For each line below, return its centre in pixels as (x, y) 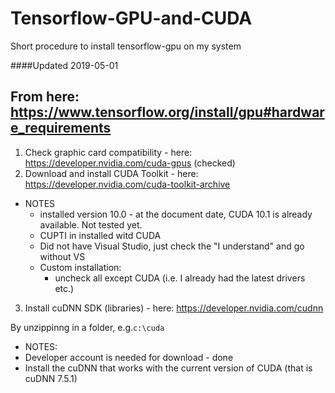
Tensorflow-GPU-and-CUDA (131, 18)
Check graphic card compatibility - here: (108, 152)
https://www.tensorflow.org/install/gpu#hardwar (167, 112)
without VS (62, 256)
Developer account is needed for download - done (129, 357)
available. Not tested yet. (91, 224)
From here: (45, 97)
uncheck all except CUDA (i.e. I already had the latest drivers (180, 278)
